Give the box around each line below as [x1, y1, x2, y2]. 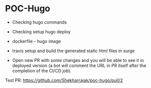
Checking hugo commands [12, 19, 67, 25]
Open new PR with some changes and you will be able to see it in [12, 57, 144, 63]
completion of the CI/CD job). [12, 67, 72, 74]
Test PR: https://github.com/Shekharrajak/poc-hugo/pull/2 [5, 77, 123, 83]
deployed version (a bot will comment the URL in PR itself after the [12, 62, 147, 68]
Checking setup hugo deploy [12, 29, 71, 34]
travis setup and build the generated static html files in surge [12, 48, 135, 54]
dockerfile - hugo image [12, 38, 61, 44]
